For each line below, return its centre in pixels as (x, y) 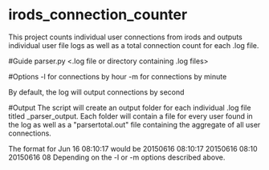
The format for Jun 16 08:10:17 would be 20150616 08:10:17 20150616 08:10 (133, 148)
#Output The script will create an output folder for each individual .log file (130, 107)
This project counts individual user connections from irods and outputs (125, 37)
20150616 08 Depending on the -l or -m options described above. (117, 157)
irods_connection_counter (98, 15)
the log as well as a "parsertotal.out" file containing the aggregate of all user (134, 124)
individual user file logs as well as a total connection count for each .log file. (134, 45)
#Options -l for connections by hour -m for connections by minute (118, 76)
